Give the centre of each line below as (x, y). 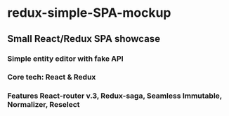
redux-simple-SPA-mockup (89, 13)
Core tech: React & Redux (52, 77)
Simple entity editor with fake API (66, 59)
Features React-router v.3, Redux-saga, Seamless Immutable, (115, 96)
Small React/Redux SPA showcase (84, 39)
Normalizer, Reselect (44, 105)
